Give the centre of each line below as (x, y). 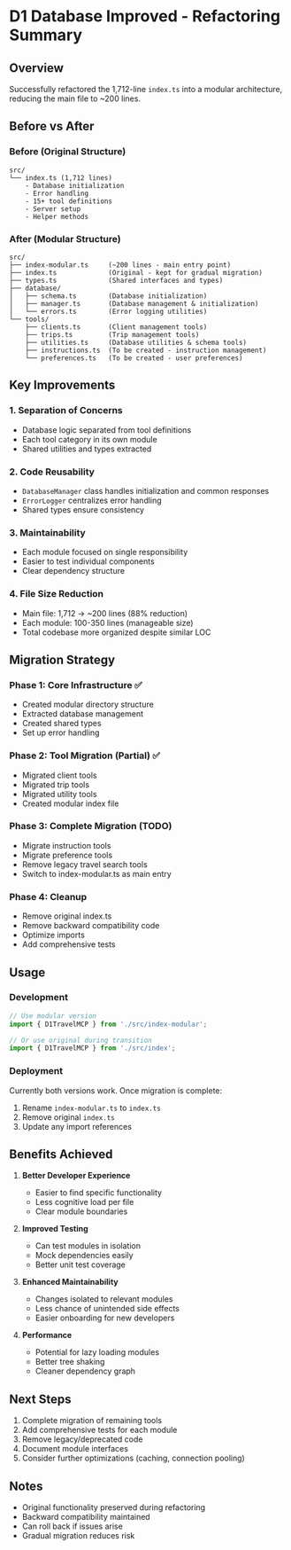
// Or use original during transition (80, 1040)
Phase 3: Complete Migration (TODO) (91, 826)
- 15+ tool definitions (69, 201)
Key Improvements (62, 385)
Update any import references (77, 1126)
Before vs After (52, 126)
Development (39, 998)
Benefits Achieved (61, 1155)
